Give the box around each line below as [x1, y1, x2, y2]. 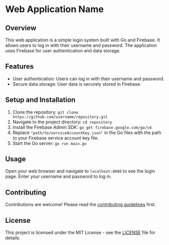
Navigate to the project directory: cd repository [12, 118, 112, 125]
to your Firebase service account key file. [12, 135, 99, 141]
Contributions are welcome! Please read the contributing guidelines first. [5, 202, 156, 208]
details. [5, 235, 21, 241]
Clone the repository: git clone [12, 109, 78, 115]
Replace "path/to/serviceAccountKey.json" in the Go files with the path [12, 130, 161, 136]
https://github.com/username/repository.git [12, 114, 108, 119]
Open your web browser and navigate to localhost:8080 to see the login [5, 168, 155, 174]
